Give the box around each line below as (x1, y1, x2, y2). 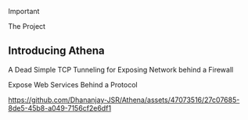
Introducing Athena (8, 44, 105, 58)
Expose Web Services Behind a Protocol (8, 79, 138, 89)
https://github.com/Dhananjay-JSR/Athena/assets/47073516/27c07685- (8, 95, 240, 104)
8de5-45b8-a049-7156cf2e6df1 (8, 103, 112, 112)
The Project (8, 22, 45, 30)
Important (8, 7, 40, 16)
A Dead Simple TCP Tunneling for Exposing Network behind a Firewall (8, 65, 234, 74)
